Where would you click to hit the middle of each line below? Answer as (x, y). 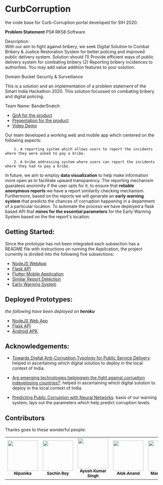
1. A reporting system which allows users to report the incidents (83, 149)
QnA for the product (32, 115)
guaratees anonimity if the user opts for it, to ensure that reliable (70, 186)
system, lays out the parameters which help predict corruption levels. (81, 403)
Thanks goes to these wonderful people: (46, 430)
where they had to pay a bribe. (38, 166)
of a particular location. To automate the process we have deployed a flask (80, 206)
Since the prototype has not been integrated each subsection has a (72, 243)
